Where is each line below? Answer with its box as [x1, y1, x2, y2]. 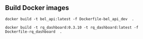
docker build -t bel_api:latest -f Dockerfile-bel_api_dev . [5, 16, 134, 21]
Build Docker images [5, 4, 69, 12]
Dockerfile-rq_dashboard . [5, 29, 62, 34]
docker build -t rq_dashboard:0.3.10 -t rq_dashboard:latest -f [5, 25, 139, 30]
